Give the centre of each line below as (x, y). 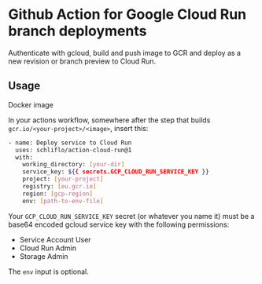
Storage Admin (44, 256)
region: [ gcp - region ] (57, 194)
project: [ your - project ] (63, 179)
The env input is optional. (48, 271)
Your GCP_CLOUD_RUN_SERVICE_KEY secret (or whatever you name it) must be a (131, 216)
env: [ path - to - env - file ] (63, 201)
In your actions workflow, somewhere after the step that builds (109, 120)
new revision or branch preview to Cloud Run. (82, 61)
